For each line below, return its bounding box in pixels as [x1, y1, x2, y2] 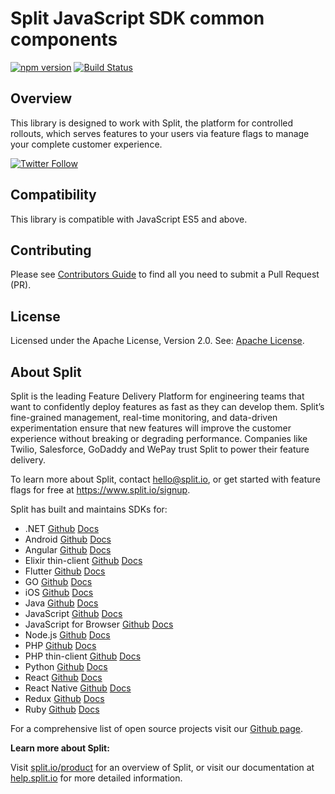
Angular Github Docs [24, 544, 112, 556]
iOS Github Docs [24, 587, 94, 598]
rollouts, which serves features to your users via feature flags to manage [10, 127, 310, 139]
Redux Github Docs [24, 693, 105, 704]
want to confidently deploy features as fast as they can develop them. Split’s [10, 401, 325, 412]
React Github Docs [24, 672, 103, 683]
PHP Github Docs [24, 640, 97, 651]
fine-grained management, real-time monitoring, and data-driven [10, 412, 278, 423]
